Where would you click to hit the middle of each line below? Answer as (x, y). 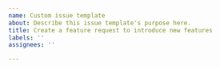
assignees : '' (32, 45)
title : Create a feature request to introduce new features (111, 30)
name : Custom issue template (57, 15)
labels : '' (26, 38)
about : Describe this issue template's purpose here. (100, 23)
